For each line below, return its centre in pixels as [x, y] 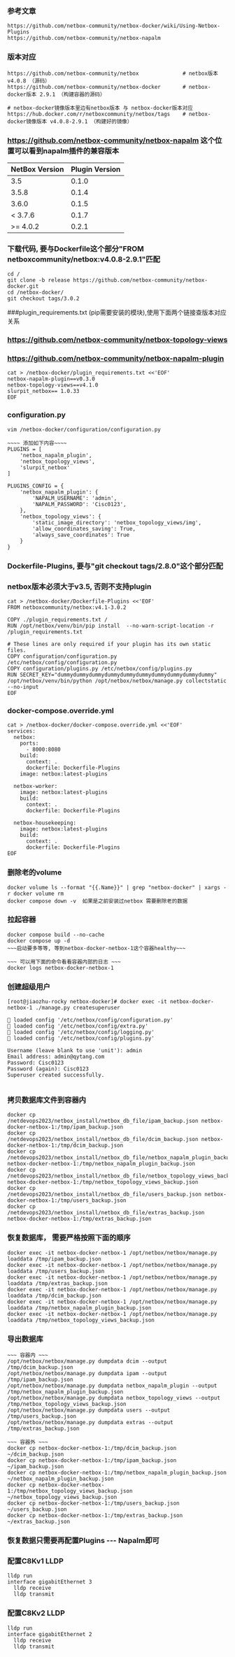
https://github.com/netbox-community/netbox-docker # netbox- [109, 87]
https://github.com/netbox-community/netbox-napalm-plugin [116, 359]
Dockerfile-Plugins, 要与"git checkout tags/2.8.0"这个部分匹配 [115, 566]
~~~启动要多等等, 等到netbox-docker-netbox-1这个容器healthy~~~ [97, 948]
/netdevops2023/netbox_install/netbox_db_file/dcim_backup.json [103, 1140]
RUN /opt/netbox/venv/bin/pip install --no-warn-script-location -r [111, 626]
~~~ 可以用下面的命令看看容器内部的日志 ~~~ [64, 962]
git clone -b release [39, 280]
